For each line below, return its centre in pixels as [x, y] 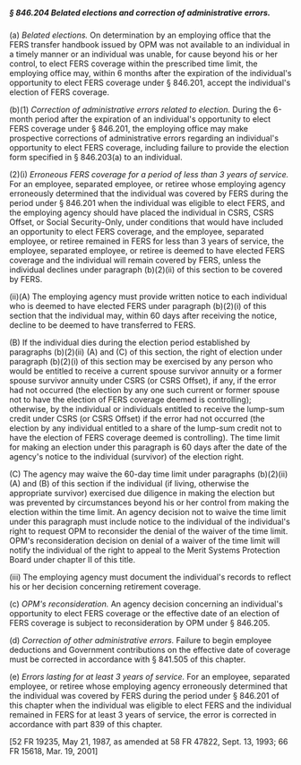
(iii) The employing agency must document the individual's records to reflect [150, 577]
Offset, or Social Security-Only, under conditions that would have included [146, 222]
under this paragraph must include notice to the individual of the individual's [150, 521]
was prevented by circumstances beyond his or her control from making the [149, 503]
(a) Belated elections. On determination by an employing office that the [140, 35]
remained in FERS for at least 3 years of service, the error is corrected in [143, 714]
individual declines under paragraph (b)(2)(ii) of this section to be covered [146, 270]
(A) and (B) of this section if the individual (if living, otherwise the [129, 483]
